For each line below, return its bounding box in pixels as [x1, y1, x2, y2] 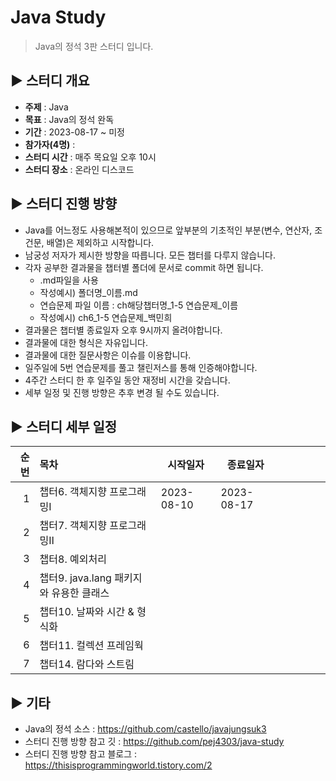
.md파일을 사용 [39, 274, 99, 286]
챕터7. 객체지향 [39, 519, 107, 533]
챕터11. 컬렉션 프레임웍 [39, 639, 144, 653]
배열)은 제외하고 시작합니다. [46, 236, 155, 248]
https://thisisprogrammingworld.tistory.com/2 [24, 759, 213, 771]
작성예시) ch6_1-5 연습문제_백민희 [39, 311, 173, 323]
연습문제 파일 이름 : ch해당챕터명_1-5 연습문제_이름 [39, 299, 239, 311]
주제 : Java [24, 101, 69, 113]
